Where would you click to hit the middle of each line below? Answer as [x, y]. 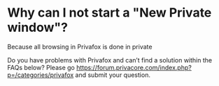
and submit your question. [113, 75]
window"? [38, 27]
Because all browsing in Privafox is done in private [80, 46]
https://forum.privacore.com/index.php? [134, 67]
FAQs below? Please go [41, 67]
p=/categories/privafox [41, 75]
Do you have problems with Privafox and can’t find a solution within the [109, 60]
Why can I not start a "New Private [109, 13]
